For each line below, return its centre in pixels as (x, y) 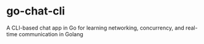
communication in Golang (51, 34)
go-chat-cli (36, 11)
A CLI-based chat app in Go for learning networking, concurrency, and (96, 28)
